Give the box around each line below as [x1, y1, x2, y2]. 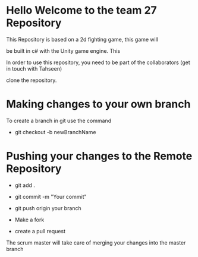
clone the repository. [6, 77, 57, 84]
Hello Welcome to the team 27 [6, 4, 158, 17]
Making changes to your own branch [6, 97, 191, 111]
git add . [14, 182, 36, 189]
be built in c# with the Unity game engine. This [6, 47, 121, 54]
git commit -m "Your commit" [14, 193, 87, 200]
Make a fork [14, 216, 45, 223]
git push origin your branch [14, 204, 81, 211]
